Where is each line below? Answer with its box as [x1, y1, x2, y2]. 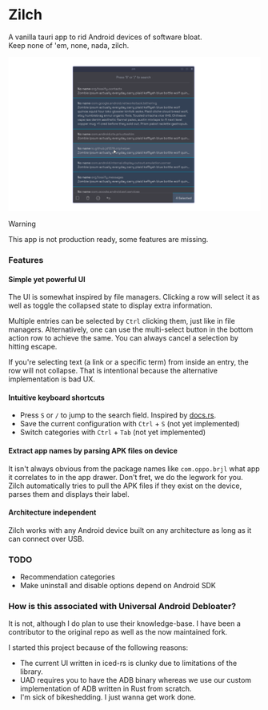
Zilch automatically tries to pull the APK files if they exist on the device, [8, 481, 242, 490]
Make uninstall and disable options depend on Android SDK [19, 581, 216, 591]
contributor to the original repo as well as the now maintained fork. [8, 627, 228, 637]
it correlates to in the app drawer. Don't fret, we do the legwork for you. [8, 472, 243, 482]
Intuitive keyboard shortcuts [8, 393, 106, 402]
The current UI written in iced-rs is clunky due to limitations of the [19, 659, 238, 668]
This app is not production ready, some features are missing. [8, 235, 209, 244]
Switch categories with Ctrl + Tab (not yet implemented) [19, 427, 206, 438]
